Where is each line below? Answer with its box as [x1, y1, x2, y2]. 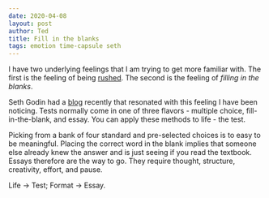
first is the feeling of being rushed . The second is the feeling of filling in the [8, 73, 259, 83]
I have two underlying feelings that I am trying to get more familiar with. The [8, 64, 262, 74]
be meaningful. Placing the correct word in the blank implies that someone [8, 139, 257, 148]
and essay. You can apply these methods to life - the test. [53, 114, 246, 124]
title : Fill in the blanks [8, 34, 100, 43]
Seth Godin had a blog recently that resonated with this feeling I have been [8, 97, 258, 107]
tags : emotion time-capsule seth [8, 42, 122, 50]
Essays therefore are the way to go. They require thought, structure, [8, 156, 236, 166]
